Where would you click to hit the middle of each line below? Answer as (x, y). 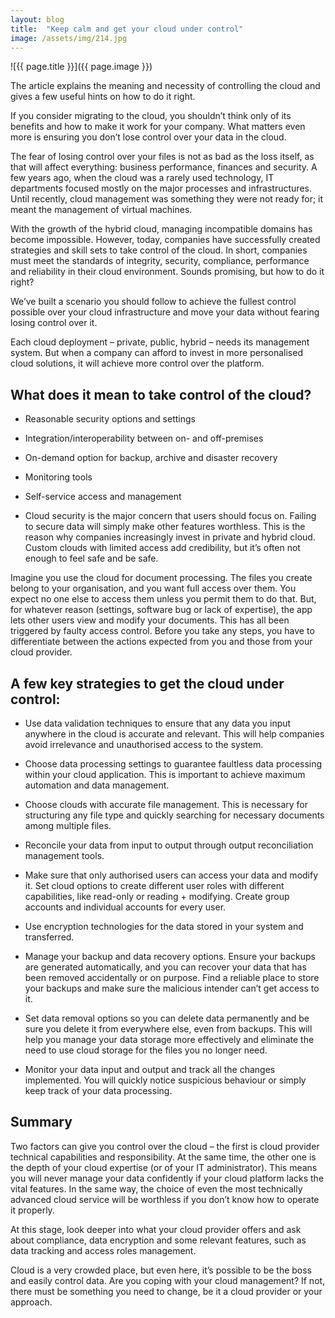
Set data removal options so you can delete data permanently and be (167, 1018)
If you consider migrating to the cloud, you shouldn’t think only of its (151, 116)
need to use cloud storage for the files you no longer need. (146, 1050)
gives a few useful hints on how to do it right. (103, 97)
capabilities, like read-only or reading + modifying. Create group (157, 896)
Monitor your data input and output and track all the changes (150, 1069)
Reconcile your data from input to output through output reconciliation (169, 845)
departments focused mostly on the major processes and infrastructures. (161, 188)
